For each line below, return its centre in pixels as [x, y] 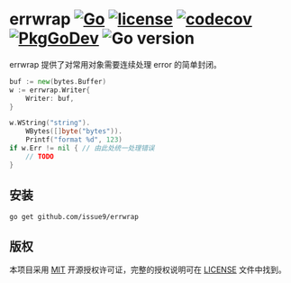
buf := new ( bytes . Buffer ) [58, 81]
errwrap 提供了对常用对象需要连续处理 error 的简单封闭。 [116, 64]
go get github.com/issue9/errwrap [74, 216]
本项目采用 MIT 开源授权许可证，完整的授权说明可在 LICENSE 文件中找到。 [148, 269]
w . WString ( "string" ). [50, 123]
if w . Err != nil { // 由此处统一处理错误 [82, 149]
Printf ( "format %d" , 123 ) [74, 140]
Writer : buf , [50, 98]
